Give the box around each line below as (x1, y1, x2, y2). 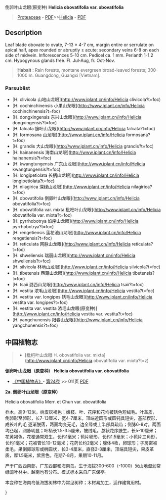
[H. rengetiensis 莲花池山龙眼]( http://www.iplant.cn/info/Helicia (12, 230, 141, 236)
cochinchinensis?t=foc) (12, 108, 60, 114)
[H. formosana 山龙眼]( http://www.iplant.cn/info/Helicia (12, 132, 125, 138)
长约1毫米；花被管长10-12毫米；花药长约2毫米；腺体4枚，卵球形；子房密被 (5, 440, 158, 446)
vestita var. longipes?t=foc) (12, 300, 68, 305)
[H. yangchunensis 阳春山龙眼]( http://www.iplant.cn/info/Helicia (12, 317, 143, 323)
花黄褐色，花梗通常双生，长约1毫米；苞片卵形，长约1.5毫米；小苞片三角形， (5, 434, 160, 440)
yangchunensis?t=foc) (12, 322, 58, 328)
